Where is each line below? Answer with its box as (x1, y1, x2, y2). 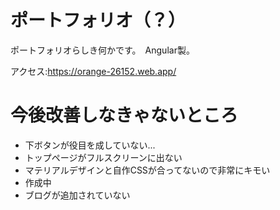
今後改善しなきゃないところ (10, 104, 239, 127)
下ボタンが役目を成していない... (24, 139, 156, 151)
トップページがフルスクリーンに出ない (24, 151, 183, 163)
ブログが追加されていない (24, 189, 131, 201)
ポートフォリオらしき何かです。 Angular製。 (10, 44, 195, 56)
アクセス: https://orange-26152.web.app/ (10, 65, 177, 77)
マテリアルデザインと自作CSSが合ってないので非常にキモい (24, 164, 271, 176)
